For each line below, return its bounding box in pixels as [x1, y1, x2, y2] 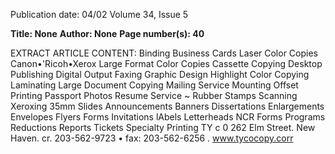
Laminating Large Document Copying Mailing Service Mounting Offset [10, 79, 299, 91]
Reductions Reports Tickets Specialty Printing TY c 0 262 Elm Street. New [10, 122, 316, 133]
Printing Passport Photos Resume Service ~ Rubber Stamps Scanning [10, 90, 298, 101]
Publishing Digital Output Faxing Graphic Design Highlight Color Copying [10, 69, 310, 80]
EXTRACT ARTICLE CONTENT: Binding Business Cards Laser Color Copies [10, 47, 318, 59]
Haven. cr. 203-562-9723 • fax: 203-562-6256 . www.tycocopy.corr [10, 132, 294, 144]
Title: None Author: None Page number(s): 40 [10, 28, 205, 39]
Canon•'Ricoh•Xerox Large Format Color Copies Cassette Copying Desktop [10, 58, 323, 69]
